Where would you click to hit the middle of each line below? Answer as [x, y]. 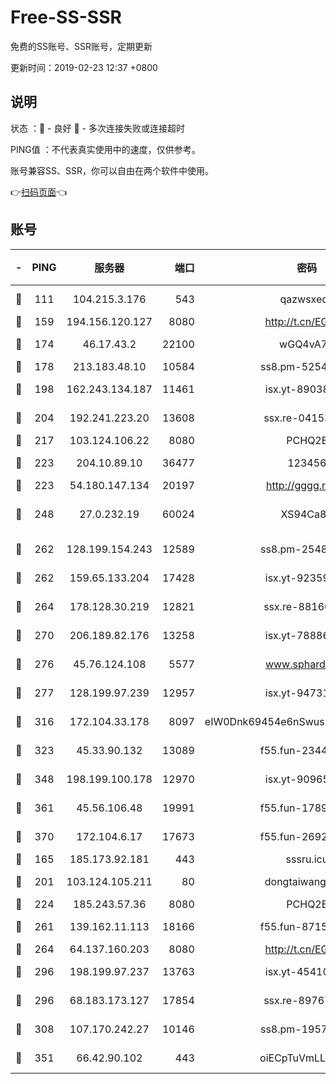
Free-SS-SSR [66, 17]
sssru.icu [307, 859]
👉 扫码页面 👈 [39, 192]
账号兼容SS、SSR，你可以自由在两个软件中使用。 [112, 170]
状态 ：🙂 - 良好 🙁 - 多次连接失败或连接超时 [97, 128]
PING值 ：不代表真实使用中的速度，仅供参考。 [105, 149]
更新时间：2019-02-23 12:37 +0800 [84, 67]
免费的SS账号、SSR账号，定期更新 [81, 46]
